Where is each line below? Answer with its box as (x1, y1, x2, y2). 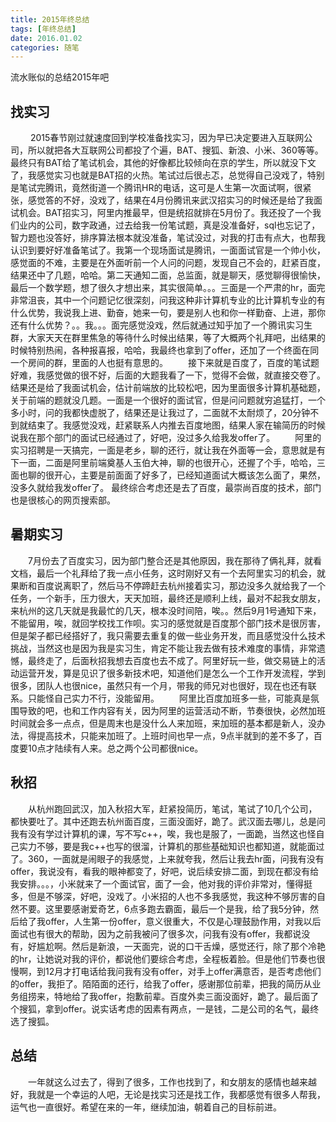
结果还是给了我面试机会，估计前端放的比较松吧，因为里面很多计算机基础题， (10, 382, 326, 394)
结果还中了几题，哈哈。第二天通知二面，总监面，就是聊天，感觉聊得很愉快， (10, 269, 326, 281)
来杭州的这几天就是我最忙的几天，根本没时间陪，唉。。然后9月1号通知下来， (10, 604, 322, 616)
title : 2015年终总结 (10, 14, 90, 25)
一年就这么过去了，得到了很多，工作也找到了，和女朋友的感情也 (28, 1076, 291, 1088)
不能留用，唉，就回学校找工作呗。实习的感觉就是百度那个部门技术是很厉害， (10, 617, 326, 629)
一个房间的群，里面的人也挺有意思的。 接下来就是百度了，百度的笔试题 (10, 357, 320, 369)
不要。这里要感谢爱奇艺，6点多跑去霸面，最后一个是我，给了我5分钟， (18, 902, 310, 915)
